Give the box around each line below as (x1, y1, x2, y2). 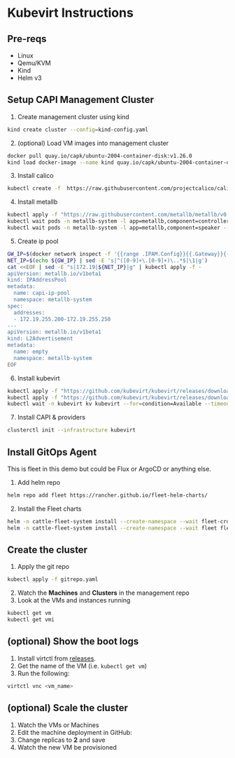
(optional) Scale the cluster (7, 702, 128, 714)
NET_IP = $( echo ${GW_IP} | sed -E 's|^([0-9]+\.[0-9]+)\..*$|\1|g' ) (7, 257, 208, 264)
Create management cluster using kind (17, 112, 129, 120)
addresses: (13, 309, 45, 316)
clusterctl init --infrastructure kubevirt (7, 427, 136, 434)
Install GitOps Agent (7, 446, 97, 458)
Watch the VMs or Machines (17, 720, 99, 729)
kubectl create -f (7, 185, 61, 192)
